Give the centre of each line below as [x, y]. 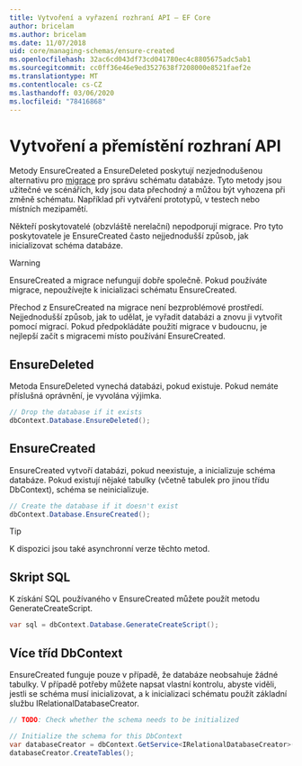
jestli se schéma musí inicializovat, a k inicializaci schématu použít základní [148, 693]
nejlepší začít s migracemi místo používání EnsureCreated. [118, 336]
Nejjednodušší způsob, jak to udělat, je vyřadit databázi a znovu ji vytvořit [146, 317]
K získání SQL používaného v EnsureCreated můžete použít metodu [135, 599]
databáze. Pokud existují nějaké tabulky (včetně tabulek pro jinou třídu [139, 480]
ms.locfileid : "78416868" [58, 101]
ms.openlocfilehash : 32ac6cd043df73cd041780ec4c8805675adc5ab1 [130, 59]
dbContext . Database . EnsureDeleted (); [80, 420]
